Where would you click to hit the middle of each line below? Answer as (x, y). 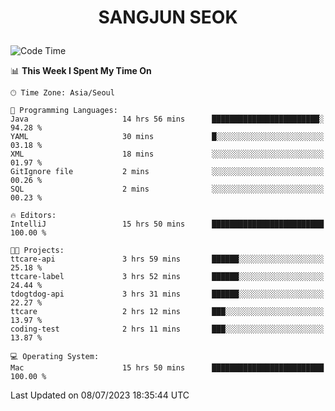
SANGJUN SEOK (168, 17)
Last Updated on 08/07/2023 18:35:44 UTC (100, 395)
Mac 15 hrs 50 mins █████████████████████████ (167, 368)
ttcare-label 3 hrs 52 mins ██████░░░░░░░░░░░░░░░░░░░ (167, 277)
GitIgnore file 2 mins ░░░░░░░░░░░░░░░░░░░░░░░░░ (167, 172)
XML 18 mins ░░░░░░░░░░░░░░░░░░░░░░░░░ (167, 154)
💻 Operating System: (55, 357)
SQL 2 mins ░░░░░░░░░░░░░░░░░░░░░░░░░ (167, 189)
